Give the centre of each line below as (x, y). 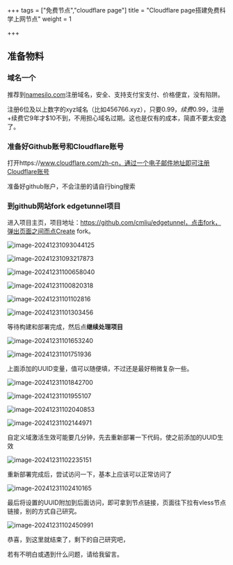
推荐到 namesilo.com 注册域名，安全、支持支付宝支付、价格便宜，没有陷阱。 (115, 94)
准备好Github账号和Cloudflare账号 (65, 146)
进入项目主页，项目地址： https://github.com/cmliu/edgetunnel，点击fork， (114, 223)
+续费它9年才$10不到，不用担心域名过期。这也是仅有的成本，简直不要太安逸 (117, 118)
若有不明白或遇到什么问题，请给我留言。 (65, 555)
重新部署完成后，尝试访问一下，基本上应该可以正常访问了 (89, 475)
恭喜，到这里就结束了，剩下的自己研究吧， (68, 540)
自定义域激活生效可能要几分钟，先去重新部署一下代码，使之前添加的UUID (112, 438)
